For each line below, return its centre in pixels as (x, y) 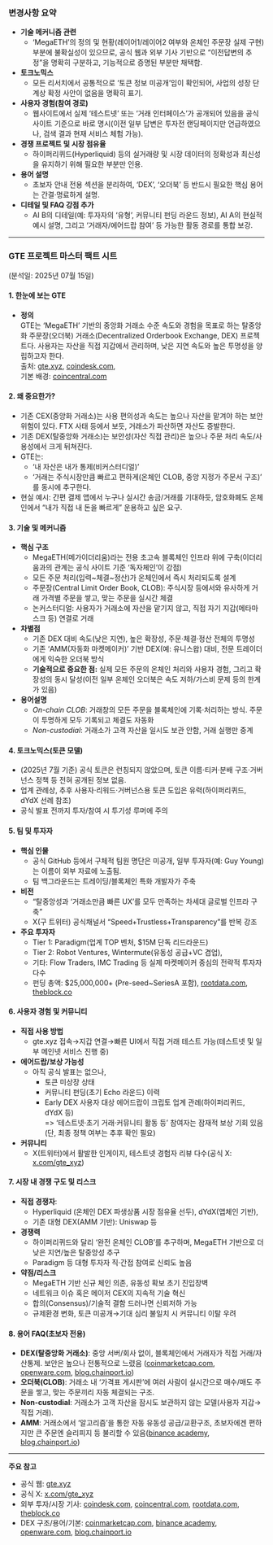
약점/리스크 (38, 1273)
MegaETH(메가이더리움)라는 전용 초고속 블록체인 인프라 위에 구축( (137, 557)
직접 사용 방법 (41, 1031)
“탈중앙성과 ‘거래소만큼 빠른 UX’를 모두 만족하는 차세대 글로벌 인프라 (141, 901)
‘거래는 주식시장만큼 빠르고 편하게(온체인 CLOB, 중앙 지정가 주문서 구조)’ (147, 477)
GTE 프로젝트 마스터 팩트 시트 (63, 256)
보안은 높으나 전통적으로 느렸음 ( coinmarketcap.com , (130, 1364)
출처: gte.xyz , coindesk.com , (68, 366)
